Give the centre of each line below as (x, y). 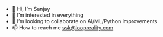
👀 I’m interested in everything (48, 15)
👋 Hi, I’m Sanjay (31, 9)
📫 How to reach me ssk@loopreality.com (63, 28)
